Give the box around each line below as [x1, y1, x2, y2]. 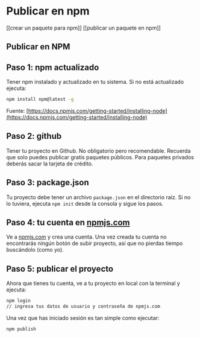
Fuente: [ [6, 107, 29, 115]
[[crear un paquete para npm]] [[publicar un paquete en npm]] [6, 24, 161, 31]
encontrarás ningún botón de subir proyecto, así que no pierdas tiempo [6, 240, 183, 247]
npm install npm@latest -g [6, 97, 74, 103]
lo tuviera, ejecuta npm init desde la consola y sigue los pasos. [6, 200, 164, 207]
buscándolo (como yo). [6, 246, 64, 253]
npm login [6, 298, 31, 304]
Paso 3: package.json [6, 177, 89, 188]
